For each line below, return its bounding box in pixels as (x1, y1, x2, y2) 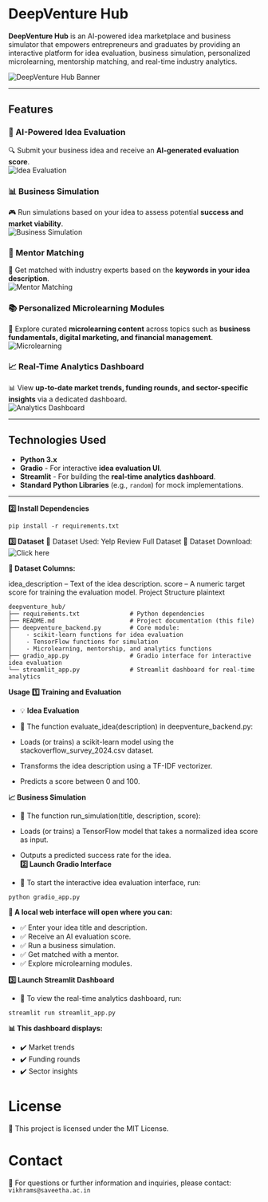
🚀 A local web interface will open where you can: (8, 907, 173, 916)
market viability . (8, 219, 64, 228)
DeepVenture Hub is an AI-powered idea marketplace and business (8, 31, 231, 41)
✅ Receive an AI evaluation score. (19, 931, 132, 941)
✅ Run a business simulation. (19, 940, 116, 950)
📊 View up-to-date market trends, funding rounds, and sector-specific (8, 382, 249, 392)
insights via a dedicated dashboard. (8, 394, 128, 404)
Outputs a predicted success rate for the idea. (19, 850, 171, 860)
